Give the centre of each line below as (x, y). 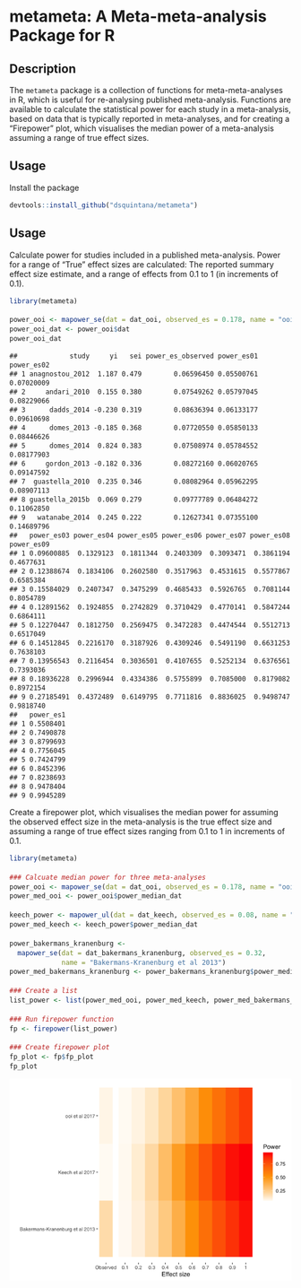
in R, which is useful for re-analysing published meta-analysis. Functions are (150, 100)
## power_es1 (38, 715)
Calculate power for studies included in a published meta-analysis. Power (145, 255)
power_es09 (30, 544)
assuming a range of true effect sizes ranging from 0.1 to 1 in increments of (147, 831)
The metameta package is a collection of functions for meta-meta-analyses (146, 90)
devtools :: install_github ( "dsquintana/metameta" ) (104, 205)
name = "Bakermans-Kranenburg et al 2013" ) (144, 962)
